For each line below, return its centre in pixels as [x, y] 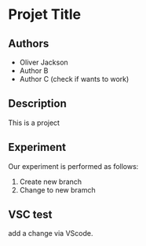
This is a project [34, 123]
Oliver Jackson [44, 62]
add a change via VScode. [51, 233]
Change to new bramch [57, 189]
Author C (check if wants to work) [74, 79]
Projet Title [45, 15]
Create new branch [51, 182]
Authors [29, 44]
